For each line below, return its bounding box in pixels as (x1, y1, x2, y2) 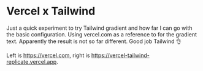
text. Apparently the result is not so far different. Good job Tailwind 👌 (6, 38, 182, 45)
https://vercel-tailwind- (91, 52, 150, 59)
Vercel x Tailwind (6, 4, 96, 18)
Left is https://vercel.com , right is (6, 52, 90, 59)
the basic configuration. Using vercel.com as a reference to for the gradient (6, 30, 197, 38)
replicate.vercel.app (6, 58, 57, 65)
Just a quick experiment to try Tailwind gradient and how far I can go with (6, 24, 193, 32)
